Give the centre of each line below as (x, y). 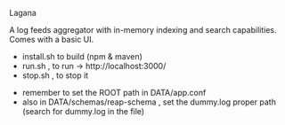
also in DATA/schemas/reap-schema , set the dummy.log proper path (149, 102)
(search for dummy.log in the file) (83, 111)
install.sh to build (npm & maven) (82, 56)
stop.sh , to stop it (55, 75)
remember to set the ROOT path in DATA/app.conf (114, 93)
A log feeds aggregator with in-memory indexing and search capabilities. (143, 30)
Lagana (23, 13)
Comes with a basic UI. (52, 39)
